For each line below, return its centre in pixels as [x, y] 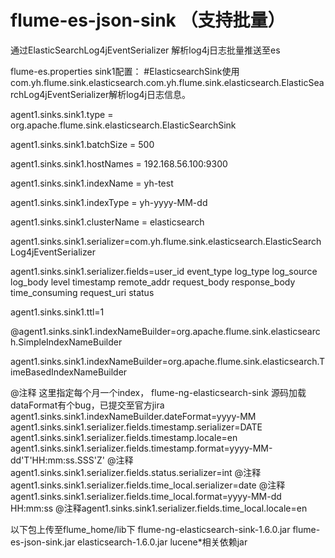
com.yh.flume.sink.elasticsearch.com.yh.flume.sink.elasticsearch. [146, 82]
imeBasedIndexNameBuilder [69, 372]
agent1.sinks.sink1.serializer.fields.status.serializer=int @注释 [136, 472]
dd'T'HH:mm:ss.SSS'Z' [57, 460]
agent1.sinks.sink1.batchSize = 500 [82, 144]
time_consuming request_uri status [82, 292]
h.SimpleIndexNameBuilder [66, 342]
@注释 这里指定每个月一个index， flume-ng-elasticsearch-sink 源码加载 [158, 392]
